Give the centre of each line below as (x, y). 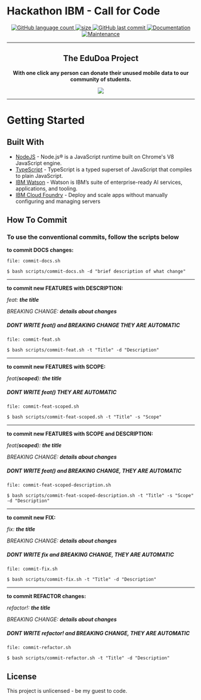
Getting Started (46, 120)
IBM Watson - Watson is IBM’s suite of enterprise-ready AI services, (99, 182)
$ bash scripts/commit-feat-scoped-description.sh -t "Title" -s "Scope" (101, 496)
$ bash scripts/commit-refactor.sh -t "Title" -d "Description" (88, 658)
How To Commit (37, 220)
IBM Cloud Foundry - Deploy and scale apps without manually (92, 195)
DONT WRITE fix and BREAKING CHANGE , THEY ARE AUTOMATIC (91, 554)
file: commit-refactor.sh (39, 648)
